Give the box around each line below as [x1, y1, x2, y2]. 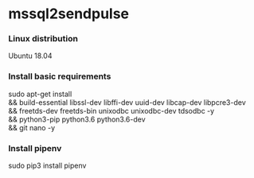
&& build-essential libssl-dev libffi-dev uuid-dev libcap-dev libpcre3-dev [8, 97, 247, 107]
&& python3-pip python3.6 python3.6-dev [8, 114, 146, 124]
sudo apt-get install [8, 89, 72, 99]
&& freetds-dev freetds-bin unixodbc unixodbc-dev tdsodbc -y [8, 106, 215, 115]
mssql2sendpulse [8, 5, 130, 23]
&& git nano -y [8, 122, 56, 132]
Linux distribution [8, 33, 78, 44]
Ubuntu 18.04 [8, 51, 53, 60]
